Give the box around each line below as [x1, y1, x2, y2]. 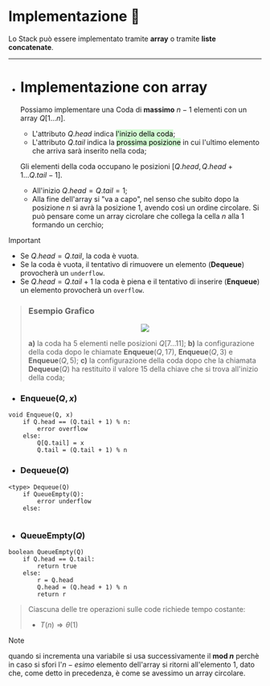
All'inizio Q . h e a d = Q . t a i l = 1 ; [31, 185, 128, 195]
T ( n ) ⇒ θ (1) [39, 620, 79, 630]
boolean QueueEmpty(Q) [8, 548, 84, 557]
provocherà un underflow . [19, 268, 105, 277]
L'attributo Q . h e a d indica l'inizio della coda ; [31, 129, 176, 138]
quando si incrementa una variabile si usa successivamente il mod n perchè [8, 651, 260, 661]
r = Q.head [37, 577, 74, 585]
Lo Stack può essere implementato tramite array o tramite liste [8, 34, 217, 43]
